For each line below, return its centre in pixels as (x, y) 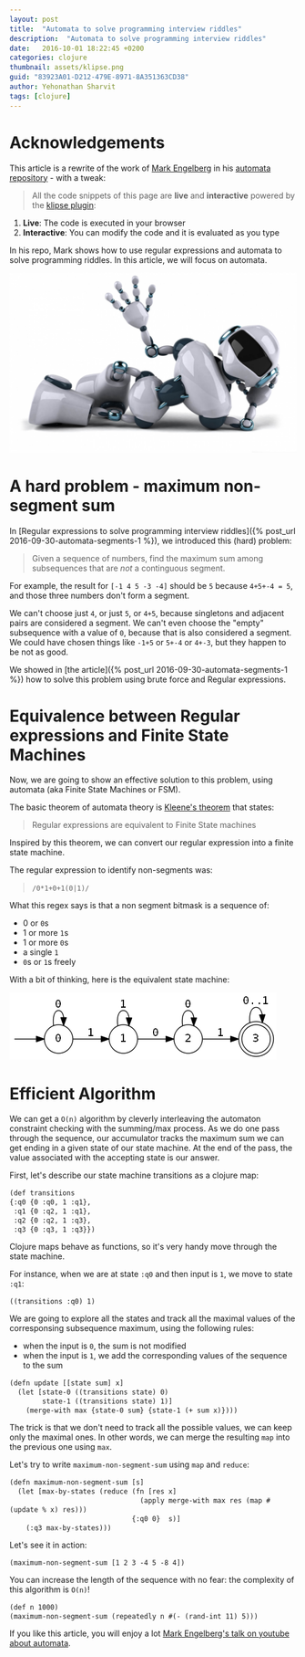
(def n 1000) (34, 1608)
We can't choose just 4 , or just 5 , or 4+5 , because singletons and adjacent (147, 613)
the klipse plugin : (64, 205)
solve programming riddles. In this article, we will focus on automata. (138, 259)
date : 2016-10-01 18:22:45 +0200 (77, 48)
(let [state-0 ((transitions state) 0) (93, 1392)
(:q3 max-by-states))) (69, 1528)
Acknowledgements (87, 142)
